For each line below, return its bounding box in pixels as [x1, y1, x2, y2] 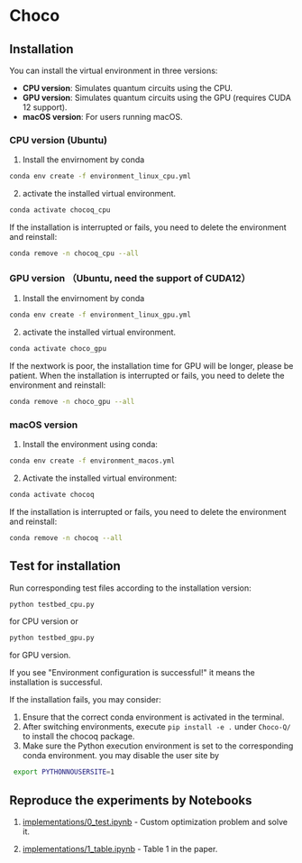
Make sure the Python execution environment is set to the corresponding [22, 740, 294, 751]
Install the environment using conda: [22, 439, 158, 450]
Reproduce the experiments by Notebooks [9, 793, 252, 808]
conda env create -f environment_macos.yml [9, 456, 176, 465]
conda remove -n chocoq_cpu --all [9, 249, 140, 258]
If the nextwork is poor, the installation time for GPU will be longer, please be [9, 360, 294, 371]
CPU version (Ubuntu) [9, 133, 108, 146]
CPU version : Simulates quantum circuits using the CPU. [22, 83, 233, 93]
